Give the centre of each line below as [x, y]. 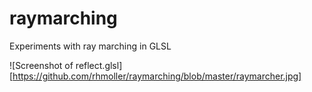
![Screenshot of [41, 65]
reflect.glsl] [99, 65]
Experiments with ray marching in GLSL [90, 46]
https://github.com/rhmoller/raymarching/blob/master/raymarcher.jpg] [157, 76]
